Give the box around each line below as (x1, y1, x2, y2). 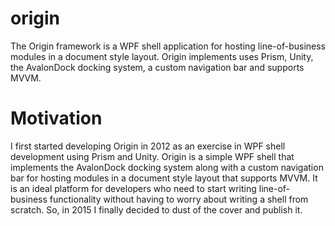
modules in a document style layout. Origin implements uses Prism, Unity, (10, 50, 314, 62)
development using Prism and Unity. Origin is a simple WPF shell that (10, 150, 295, 162)
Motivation (10, 107, 103, 130)
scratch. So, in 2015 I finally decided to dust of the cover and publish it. (10, 203, 303, 216)
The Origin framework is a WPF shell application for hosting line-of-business (10, 40, 326, 52)
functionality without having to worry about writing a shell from (49, 193, 309, 205)
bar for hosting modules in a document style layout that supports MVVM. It (10, 172, 318, 184)
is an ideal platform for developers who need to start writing (10, 182, 257, 194)
